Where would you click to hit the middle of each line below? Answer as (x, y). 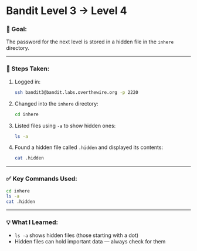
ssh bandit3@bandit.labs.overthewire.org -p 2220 (77, 92)
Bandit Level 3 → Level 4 (67, 11)
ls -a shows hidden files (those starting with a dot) (77, 235)
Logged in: (28, 82)
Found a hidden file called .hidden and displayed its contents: (89, 147)
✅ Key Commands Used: (42, 179)
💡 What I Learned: (32, 222)
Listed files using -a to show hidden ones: (65, 126)
